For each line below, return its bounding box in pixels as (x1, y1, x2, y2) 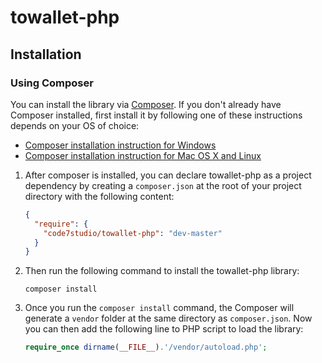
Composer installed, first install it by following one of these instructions (10, 109, 303, 121)
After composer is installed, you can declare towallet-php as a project (24, 169, 312, 181)
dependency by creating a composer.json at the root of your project (24, 179, 302, 191)
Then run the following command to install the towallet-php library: (24, 265, 300, 277)
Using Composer (10, 76, 94, 90)
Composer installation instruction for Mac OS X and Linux (24, 149, 262, 161)
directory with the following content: (24, 190, 175, 202)
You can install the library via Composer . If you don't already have (10, 98, 282, 110)
